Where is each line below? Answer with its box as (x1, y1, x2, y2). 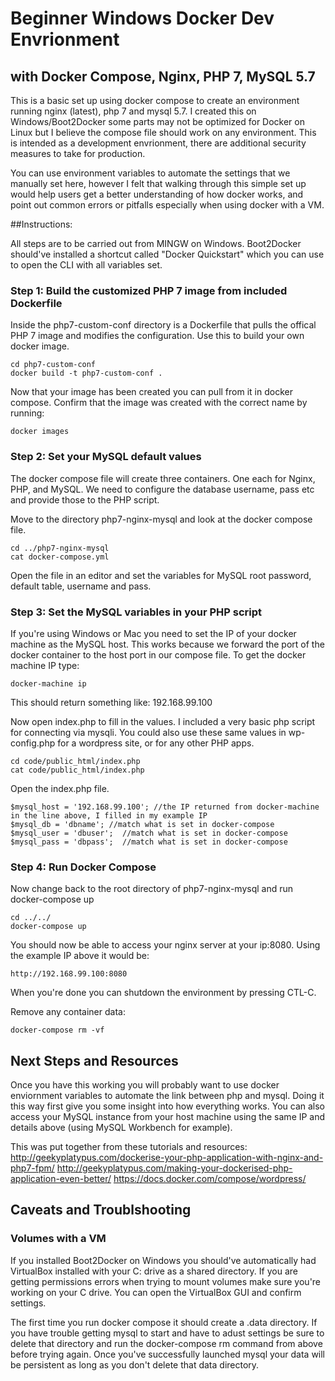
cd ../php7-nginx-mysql (10, 543, 110, 553)
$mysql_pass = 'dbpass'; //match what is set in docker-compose (10, 837, 288, 847)
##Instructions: (10, 218, 73, 230)
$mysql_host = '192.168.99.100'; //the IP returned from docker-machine (10, 802, 320, 812)
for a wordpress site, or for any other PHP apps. (57, 737, 255, 749)
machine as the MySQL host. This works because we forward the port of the (10, 638, 325, 650)
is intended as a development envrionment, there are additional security (10, 137, 307, 149)
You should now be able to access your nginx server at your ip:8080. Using (10, 939, 321, 951)
